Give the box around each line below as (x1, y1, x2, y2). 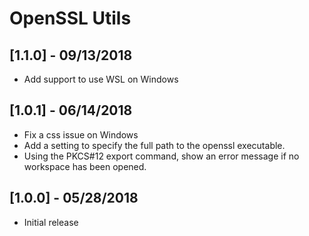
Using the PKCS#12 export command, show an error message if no (23, 150, 300, 162)
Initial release (23, 216, 79, 228)
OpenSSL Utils (9, 7, 132, 30)
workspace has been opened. (23, 160, 147, 172)
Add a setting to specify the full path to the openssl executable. (23, 139, 286, 151)
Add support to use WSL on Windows (23, 73, 179, 85)
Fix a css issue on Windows (23, 128, 139, 141)
